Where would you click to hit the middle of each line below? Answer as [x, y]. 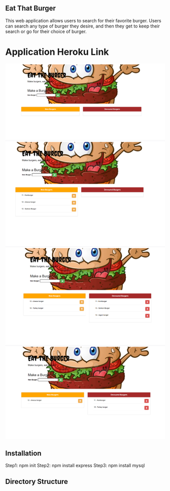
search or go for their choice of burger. [46, 31]
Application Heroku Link [57, 52]
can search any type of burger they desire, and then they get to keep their [83, 26]
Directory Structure [37, 482]
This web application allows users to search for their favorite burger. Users [83, 20]
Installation [23, 453]
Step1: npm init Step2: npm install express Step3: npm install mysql [75, 466]
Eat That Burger [30, 8]
